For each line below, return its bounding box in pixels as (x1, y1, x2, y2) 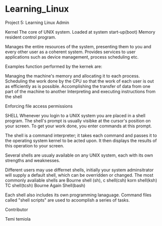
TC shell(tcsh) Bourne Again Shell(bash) (5, 182, 86, 188)
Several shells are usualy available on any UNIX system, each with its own (5, 152, 153, 158)
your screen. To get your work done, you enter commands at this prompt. (5, 123, 152, 129)
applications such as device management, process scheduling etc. (5, 54, 139, 60)
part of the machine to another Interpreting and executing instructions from (5, 88, 156, 94)
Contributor (5, 206, 28, 212)
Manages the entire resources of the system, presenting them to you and (5, 43, 152, 49)
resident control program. (5, 34, 56, 40)
